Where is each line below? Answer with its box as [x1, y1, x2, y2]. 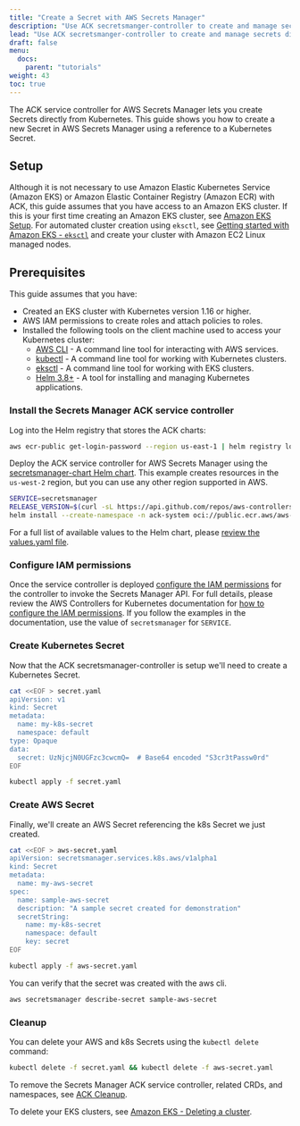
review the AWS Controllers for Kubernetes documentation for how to [9, 598, 265, 609]
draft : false [9, 38, 58, 47]
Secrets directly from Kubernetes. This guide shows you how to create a [9, 113, 275, 124]
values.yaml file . [9, 537, 70, 548]
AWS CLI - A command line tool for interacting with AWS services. [35, 344, 279, 355]
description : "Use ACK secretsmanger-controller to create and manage [9, 21, 278, 30]
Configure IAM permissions [9, 559, 132, 571]
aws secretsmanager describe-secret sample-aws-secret [9, 995, 218, 1004]
